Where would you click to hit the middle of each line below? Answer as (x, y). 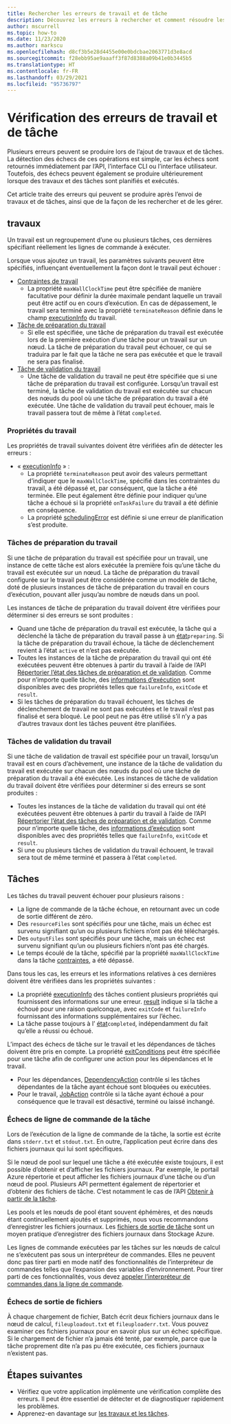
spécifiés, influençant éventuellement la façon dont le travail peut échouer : (114, 268)
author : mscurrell (33, 26)
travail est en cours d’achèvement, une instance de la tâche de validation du (115, 763)
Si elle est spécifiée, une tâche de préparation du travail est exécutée (125, 332)
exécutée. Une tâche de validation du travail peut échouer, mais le (121, 406)
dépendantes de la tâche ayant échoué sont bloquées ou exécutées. (114, 1087)
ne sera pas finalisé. (56, 362)
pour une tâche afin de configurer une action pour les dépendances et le (110, 1058)
